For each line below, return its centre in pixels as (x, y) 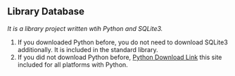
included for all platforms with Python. (72, 64)
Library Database (46, 12)
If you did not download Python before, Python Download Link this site (120, 57)
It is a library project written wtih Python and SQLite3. (85, 28)
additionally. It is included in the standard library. (88, 49)
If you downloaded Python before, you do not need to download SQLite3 (123, 42)
